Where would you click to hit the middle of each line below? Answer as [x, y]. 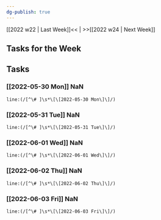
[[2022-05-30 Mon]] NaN [45, 87]
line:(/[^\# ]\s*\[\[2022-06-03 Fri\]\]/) [61, 211]
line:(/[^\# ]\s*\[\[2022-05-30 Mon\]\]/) [61, 99]
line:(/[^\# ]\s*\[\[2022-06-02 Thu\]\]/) [61, 183]
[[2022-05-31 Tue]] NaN [43, 115]
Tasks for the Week [44, 49]
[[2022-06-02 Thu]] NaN [44, 170]
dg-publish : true [28, 12]
